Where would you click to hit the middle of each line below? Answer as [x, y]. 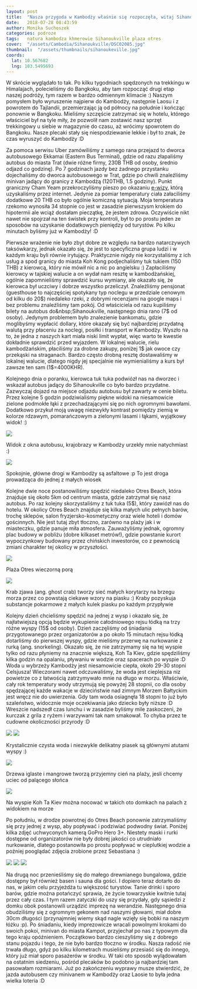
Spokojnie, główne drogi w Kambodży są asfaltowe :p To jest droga [87, 474]
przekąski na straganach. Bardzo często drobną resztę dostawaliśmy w [92, 355]
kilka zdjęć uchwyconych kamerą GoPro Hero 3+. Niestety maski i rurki [92, 833]
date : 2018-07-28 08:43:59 [42, 22]
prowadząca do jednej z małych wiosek [54, 480]
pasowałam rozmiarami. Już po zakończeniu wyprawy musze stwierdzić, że [98, 968]
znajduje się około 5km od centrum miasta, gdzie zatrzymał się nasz [89, 497]
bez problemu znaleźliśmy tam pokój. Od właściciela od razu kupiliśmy [91, 305]
